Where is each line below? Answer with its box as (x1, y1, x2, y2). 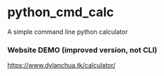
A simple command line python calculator (7, 27, 129, 36)
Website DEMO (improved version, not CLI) (7, 45, 158, 55)
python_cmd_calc (7, 4, 115, 20)
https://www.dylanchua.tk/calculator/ (7, 61, 116, 70)
